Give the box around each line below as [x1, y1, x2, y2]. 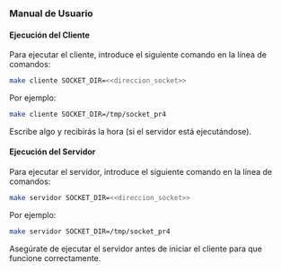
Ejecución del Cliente [9, 30, 90, 40]
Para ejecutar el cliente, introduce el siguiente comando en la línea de [9, 49, 268, 60]
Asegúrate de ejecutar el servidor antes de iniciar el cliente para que [9, 243, 263, 254]
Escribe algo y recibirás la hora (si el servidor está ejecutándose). [9, 126, 252, 136]
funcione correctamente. [9, 252, 101, 263]
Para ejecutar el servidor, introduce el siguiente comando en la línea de [9, 167, 272, 178]
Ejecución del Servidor [9, 146, 96, 157]
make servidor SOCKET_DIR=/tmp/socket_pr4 [9, 227, 171, 236]
